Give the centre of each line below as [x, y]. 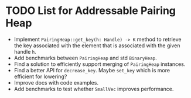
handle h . [25, 51]
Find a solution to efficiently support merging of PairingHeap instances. [100, 64]
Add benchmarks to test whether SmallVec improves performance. [94, 89]
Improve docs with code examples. [56, 82]
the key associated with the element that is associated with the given [97, 45]
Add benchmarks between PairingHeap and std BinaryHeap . [86, 58]
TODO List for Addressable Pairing [91, 11]
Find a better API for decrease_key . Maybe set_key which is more [92, 70]
